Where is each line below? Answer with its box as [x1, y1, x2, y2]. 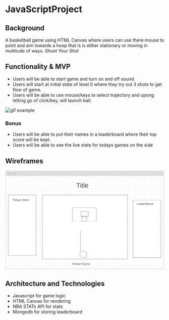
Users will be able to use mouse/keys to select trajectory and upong [12, 92, 154, 98]
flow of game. [12, 86, 42, 93]
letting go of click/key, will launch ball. [12, 97, 92, 103]
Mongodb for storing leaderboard [12, 309, 82, 315]
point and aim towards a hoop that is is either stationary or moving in [5, 42, 148, 49]
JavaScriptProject [5, 4, 82, 15]
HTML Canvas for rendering [12, 298, 71, 304]
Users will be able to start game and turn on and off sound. [12, 76, 135, 82]
